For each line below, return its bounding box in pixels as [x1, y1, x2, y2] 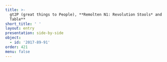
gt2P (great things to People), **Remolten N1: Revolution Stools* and [9, 12, 162, 17]
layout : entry [5, 26, 35, 31]
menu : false [5, 49, 30, 54]
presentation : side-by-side [5, 30, 64, 35]
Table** [9, 16, 26, 21]
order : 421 [5, 44, 28, 49]
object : [5, 35, 21, 40]
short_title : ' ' [5, 21, 41, 26]
